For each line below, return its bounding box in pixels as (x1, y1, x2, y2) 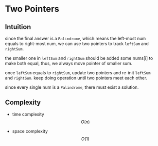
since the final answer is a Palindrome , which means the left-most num (5, 35, 146, 41)
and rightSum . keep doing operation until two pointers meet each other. (5, 75, 147, 81)
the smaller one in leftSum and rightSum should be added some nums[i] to (5, 55, 153, 61)
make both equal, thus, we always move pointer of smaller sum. (5, 61, 133, 66)
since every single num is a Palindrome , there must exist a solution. (5, 84, 139, 90)
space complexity (12, 128, 48, 134)
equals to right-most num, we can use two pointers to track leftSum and (5, 41, 149, 47)
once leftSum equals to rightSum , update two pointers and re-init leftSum (5, 70, 151, 76)
